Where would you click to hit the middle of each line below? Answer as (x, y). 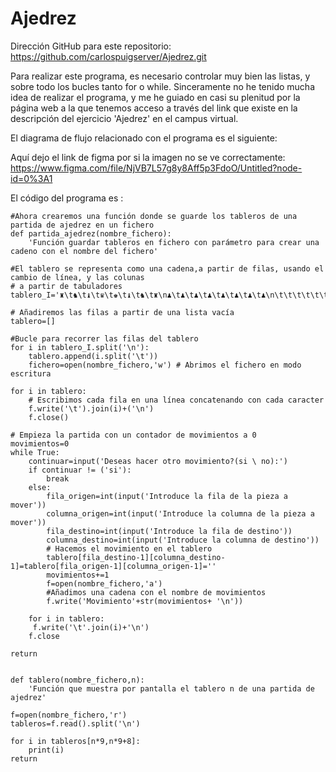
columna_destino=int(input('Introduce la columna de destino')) (183, 540)
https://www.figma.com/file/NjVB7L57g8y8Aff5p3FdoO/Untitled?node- (156, 168)
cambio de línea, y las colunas (77, 277)
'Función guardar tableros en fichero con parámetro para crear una (174, 242)
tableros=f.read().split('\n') (75, 723)
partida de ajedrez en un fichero (82, 225)
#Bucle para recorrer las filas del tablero (104, 338)
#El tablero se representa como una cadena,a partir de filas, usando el (167, 268)
